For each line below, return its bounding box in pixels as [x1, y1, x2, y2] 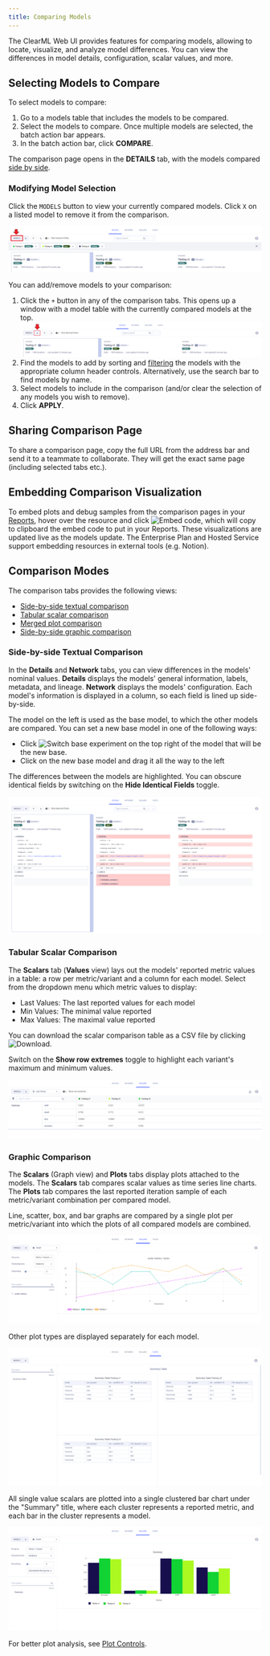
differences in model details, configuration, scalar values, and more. [8, 53, 234, 63]
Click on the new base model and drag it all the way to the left [19, 756, 225, 765]
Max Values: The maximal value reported [19, 1014, 156, 1024]
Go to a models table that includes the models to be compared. [19, 113, 229, 123]
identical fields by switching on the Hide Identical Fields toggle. [8, 780, 219, 789]
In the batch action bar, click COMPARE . [19, 139, 154, 149]
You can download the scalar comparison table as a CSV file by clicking [8, 1030, 247, 1040]
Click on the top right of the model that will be [19, 739, 262, 748]
